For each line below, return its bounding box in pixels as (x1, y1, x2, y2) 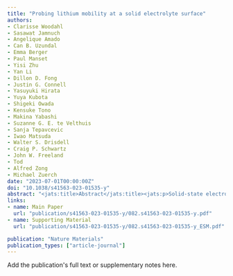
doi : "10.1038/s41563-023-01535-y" (7, 184, 110, 191)
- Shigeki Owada (7, 101, 54, 107)
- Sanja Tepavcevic (7, 126, 64, 133)
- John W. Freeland (7, 152, 64, 159)
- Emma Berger (7, 49, 49, 56)
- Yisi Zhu (7, 62, 39, 69)
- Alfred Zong (7, 164, 49, 172)
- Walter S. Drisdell (7, 139, 70, 146)
